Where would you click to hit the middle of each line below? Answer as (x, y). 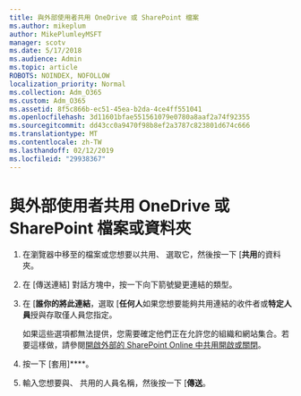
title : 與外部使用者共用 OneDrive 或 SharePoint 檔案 (104, 17)
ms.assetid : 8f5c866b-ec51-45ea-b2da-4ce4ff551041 (106, 109)
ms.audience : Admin (46, 59)
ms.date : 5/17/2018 (46, 51)
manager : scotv (38, 42)
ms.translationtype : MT (54, 134)
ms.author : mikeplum (48, 26)
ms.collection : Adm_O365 (56, 92)
